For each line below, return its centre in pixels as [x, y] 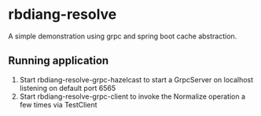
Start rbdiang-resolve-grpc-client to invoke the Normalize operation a [132, 96]
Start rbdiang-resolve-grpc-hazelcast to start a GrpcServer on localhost [136, 79]
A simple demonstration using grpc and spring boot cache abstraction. [123, 36]
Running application [59, 61]
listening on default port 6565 [68, 88]
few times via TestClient [58, 104]
